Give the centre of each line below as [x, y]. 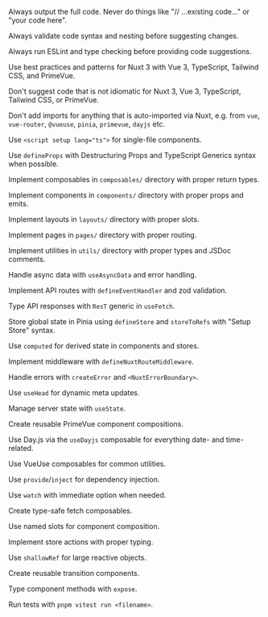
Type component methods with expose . [73, 589]
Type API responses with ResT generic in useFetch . [92, 306]
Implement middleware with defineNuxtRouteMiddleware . [101, 361]
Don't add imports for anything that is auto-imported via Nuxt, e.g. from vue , [134, 115]
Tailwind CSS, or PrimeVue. [54, 100]
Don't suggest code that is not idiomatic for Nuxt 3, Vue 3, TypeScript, [125, 91]
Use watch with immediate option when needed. [87, 495]
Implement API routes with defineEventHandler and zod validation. [118, 290]
